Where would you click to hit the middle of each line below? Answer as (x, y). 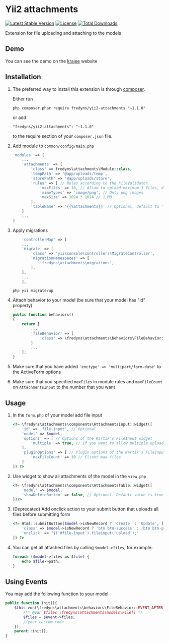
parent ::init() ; (31, 631)
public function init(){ (31, 603)
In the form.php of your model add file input (57, 415)
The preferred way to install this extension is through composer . (79, 89)
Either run (23, 99)
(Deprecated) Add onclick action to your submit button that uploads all (85, 509)
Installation (23, 77)
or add (19, 118)
